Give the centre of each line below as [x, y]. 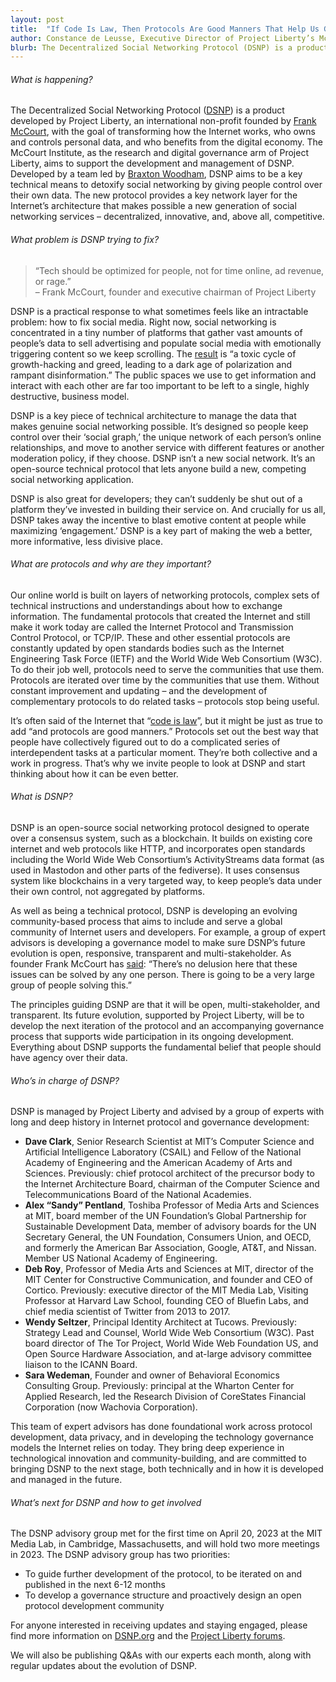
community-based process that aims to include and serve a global [146, 922]
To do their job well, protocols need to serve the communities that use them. [167, 669]
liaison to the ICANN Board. [81, 1365]
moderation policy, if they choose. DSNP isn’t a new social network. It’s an [163, 458]
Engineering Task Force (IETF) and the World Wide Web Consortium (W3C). [166, 658]
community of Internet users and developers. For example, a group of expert [168, 932]
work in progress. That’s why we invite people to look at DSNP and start [158, 763]
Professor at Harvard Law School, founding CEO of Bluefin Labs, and [166, 1301]
